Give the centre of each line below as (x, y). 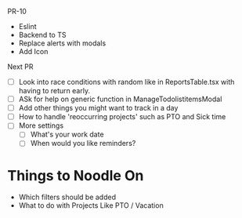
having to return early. (54, 91)
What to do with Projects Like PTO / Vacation (91, 205)
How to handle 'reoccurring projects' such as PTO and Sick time (122, 117)
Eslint (27, 26)
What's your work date (67, 134)
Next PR (20, 67)
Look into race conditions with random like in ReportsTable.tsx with (126, 82)
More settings (41, 125)
